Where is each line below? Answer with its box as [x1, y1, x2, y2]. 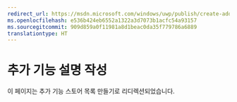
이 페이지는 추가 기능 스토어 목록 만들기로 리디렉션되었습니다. [7, 87, 175, 96]
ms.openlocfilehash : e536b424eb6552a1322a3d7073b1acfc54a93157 [7, 17, 197, 24]
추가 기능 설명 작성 [7, 63, 107, 78]
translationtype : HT [7, 30, 68, 37]
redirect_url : [7, 10, 49, 18]
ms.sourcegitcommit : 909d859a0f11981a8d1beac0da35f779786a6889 [7, 23, 197, 30]
